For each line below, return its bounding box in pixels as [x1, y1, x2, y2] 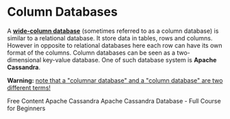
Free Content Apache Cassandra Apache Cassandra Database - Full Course [7, 96, 221, 105]
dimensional [7, 55, 42, 64]
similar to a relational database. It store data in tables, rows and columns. [7, 34, 213, 42]
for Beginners [7, 104, 46, 112]
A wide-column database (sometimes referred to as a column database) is [7, 27, 219, 35]
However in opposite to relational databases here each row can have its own [7, 41, 222, 49]
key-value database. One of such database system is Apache [42, 55, 217, 64]
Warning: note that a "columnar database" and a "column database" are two [7, 76, 223, 84]
